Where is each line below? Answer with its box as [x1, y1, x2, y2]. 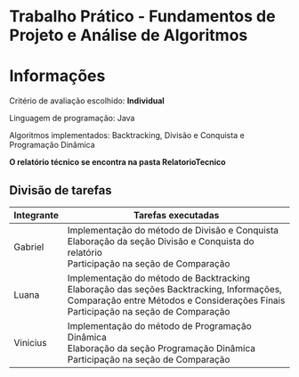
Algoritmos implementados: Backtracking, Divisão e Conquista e [9, 130, 245, 141]
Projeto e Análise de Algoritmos [9, 25, 248, 45]
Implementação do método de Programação [67, 319, 252, 332]
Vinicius [13, 336, 47, 348]
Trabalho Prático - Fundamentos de [9, 6, 276, 27]
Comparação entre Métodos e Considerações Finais [67, 294, 286, 307]
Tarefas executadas [133, 209, 220, 221]
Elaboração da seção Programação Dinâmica [67, 341, 256, 354]
